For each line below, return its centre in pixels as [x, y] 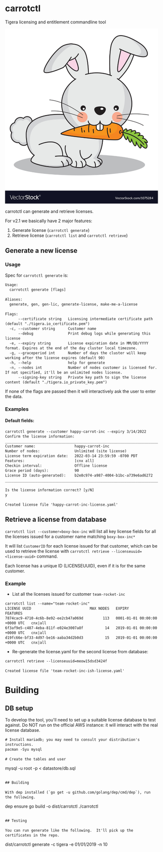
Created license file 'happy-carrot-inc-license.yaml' [62, 505]
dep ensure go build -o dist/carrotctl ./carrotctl [52, 806]
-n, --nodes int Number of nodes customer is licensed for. [83, 368]
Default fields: [20, 421]
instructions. [19, 744]
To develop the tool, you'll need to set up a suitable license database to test [81, 719]
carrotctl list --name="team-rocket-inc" [48, 604]
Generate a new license [41, 251]
